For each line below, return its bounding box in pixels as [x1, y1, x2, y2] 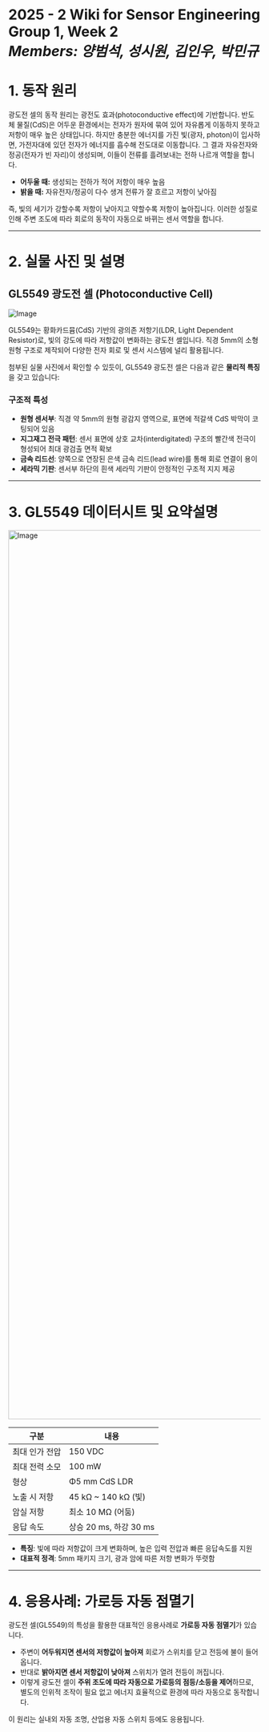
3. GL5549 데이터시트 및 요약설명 [8, 503, 219, 521]
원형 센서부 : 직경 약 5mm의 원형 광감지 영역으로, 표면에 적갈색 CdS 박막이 [19, 414, 251, 424]
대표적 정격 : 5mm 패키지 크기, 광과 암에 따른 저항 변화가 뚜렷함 [19, 1553, 215, 1564]
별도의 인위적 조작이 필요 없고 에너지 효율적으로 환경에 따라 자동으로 [19, 1687, 232, 1697]
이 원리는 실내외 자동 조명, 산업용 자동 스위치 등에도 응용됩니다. [8, 1714, 205, 1724]
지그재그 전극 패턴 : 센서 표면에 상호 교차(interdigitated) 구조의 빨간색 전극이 [19, 434, 256, 444]
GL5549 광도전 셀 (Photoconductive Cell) [8, 287, 214, 301]
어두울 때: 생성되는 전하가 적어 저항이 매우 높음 [19, 177, 166, 187]
